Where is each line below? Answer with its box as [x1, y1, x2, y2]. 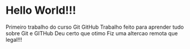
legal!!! [5, 36, 22, 43]
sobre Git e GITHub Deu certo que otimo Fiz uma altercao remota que [5, 29, 178, 36]
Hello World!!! [5, 4, 76, 17]
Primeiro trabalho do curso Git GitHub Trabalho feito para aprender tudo [5, 23, 184, 30]
